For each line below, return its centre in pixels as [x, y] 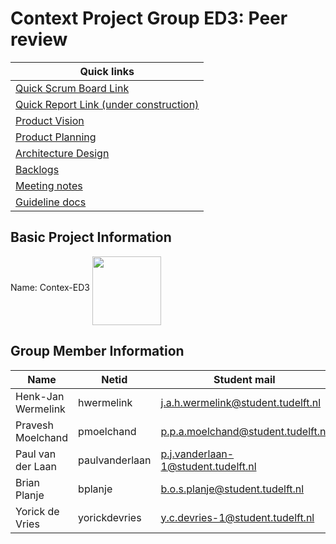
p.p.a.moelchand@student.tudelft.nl [244, 431]
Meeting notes [49, 185]
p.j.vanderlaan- [197, 454]
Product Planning [56, 137]
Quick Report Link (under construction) [107, 104]
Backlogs [37, 169]
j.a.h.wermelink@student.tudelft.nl [241, 402]
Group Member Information [97, 351]
